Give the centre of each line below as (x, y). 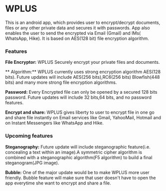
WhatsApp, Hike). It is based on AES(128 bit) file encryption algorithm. (77, 38)
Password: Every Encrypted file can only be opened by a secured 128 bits (82, 92)
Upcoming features (29, 136)
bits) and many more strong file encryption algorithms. (61, 82)
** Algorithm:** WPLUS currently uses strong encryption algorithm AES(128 (83, 72)
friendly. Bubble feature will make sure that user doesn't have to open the (81, 178)
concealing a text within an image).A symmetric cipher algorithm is (74, 152)
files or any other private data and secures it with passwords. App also (78, 27)
